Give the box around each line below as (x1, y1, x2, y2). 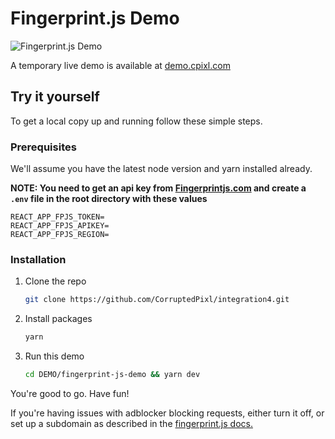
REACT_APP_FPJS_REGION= (10, 230, 110, 240)
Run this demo (24, 350, 85, 362)
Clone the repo (24, 275, 87, 287)
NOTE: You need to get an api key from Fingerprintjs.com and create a (10, 182, 307, 194)
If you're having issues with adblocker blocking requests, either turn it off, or (10, 407, 325, 419)
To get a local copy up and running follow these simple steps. (10, 115, 263, 127)
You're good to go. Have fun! (10, 387, 130, 399)
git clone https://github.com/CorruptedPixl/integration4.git (24, 295, 290, 305)
